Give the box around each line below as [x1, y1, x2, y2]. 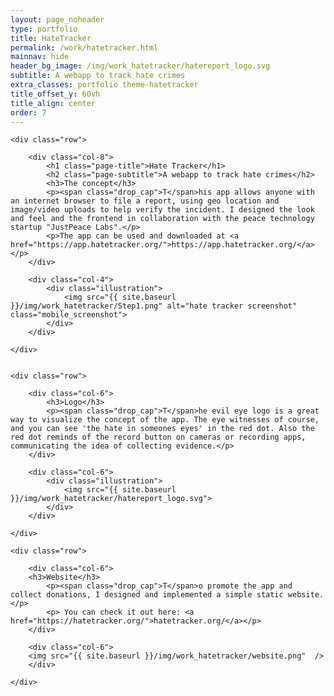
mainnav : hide [10, 52, 70, 62]
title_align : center [10, 98, 97, 108]
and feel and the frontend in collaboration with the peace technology [10, 214, 315, 224]
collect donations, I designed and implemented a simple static [10, 590, 284, 600]
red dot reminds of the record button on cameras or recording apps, [10, 432, 307, 443]
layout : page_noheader [10, 14, 105, 25]
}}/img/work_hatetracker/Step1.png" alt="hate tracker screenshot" [10, 301, 298, 311]
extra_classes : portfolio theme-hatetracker [10, 80, 199, 90]
